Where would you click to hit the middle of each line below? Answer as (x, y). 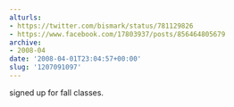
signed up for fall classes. (57, 92)
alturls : (25, 17)
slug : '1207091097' (46, 68)
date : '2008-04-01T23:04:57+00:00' (75, 59)
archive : (25, 42)
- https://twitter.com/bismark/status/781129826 (101, 26)
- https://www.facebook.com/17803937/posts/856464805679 (117, 34)
